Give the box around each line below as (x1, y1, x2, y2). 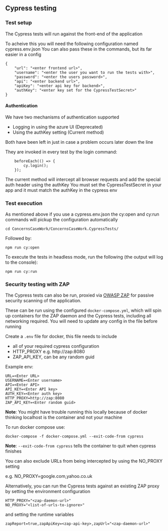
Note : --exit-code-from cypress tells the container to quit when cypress (5, 443, 156, 449)
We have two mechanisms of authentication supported (5, 114, 119, 120)
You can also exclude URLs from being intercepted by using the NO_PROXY (5, 458, 163, 464)
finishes (5, 448, 22, 455)
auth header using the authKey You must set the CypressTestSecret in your (5, 182, 162, 188)
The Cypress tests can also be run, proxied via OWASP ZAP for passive (5, 292, 154, 298)
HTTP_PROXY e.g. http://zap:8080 (12, 349, 85, 355)
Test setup (5, 19, 32, 26)
